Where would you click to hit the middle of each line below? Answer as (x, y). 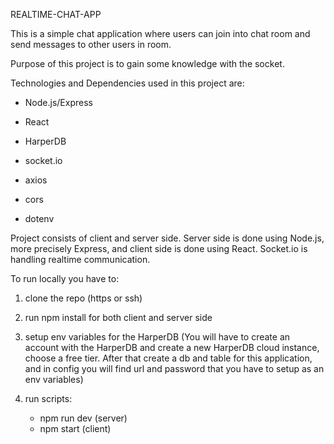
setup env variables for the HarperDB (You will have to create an (157, 337)
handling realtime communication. (80, 259)
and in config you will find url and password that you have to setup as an (174, 368)
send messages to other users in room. (91, 44)
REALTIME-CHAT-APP (56, 14)
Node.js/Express (58, 102)
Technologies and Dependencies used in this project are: (127, 83)
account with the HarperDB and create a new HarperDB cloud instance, (172, 347)
